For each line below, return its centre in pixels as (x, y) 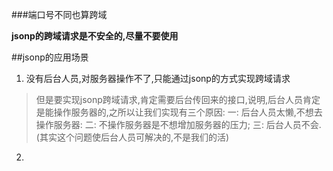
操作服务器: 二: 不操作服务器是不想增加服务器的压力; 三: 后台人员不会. (178, 124)
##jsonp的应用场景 (50, 57)
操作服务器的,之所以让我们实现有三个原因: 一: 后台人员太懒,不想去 (188, 112)
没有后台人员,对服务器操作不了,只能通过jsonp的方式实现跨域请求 (158, 78)
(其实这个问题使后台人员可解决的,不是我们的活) (132, 137)
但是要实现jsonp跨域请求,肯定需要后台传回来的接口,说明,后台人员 (169, 99)
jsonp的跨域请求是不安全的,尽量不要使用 (95, 36)
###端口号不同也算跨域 (59, 14)
